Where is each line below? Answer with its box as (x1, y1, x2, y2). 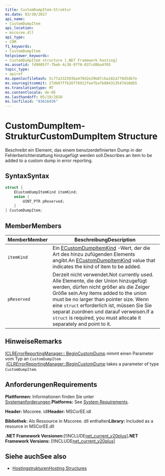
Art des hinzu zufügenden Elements (52, 250, 135, 257)
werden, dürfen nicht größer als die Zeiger (52, 283, 150, 290)
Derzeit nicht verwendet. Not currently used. (52, 271, 154, 278)
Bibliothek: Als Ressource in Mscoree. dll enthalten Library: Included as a (5, 418, 154, 424)
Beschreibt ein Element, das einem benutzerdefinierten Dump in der (5, 147, 142, 153)
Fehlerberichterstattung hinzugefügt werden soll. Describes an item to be (5, 153, 152, 159)
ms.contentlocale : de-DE (5, 90, 56, 95)
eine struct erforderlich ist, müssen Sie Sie (52, 302, 152, 309)
